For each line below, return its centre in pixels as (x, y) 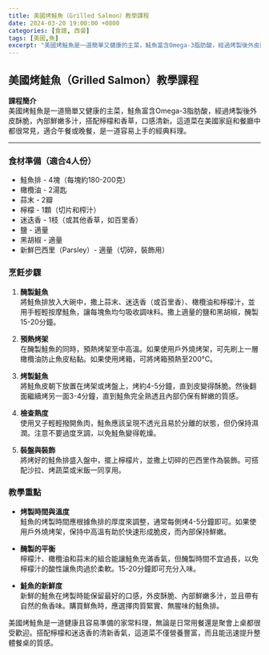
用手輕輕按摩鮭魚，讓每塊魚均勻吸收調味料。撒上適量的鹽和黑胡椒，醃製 (139, 311)
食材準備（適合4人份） (52, 161)
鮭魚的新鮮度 (41, 585)
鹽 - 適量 (34, 230)
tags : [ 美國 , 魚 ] (34, 38)
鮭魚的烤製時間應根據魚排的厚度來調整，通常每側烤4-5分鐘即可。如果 (134, 521)
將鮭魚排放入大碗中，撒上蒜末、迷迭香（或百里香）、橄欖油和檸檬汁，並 (137, 302)
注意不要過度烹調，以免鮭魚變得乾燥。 (97, 432)
